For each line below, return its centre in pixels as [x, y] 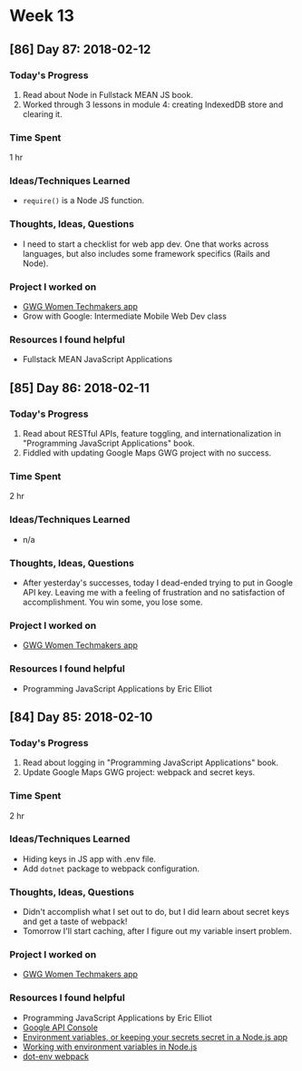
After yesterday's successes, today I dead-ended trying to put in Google [157, 583]
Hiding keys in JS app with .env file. [89, 859]
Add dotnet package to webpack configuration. [111, 869]
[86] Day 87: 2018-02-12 [80, 49]
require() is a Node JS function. [83, 201]
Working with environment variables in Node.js [110, 1046]
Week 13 [42, 16]
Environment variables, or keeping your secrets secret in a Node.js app [155, 1037]
